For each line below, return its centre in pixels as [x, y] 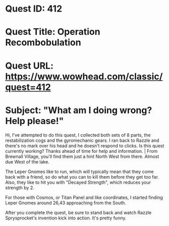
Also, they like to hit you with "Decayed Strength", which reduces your [78, 182]
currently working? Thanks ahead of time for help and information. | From [81, 151]
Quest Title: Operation [53, 32]
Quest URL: [30, 66]
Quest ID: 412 [34, 9]
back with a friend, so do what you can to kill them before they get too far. [82, 177]
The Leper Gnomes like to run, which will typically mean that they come [79, 172]
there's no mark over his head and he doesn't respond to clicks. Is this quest [85, 146]
